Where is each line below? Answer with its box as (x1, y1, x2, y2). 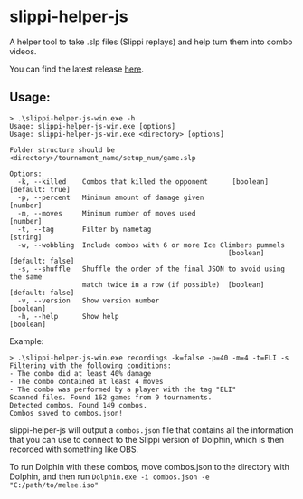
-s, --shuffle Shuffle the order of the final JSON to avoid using (17, 264, 285, 273)
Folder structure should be (9, 145, 116, 155)
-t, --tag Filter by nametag (17, 225, 152, 234)
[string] (9, 233, 43, 242)
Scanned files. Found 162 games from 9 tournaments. (9, 392, 213, 402)
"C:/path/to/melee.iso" (9, 480, 99, 490)
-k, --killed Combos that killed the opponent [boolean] (17, 177, 270, 187)
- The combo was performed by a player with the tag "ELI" (9, 385, 237, 394)
